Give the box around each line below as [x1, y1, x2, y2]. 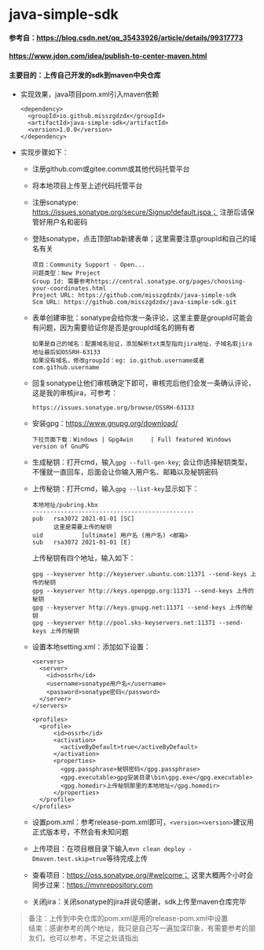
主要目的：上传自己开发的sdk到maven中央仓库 [9, 70, 161, 79]
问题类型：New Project [31, 269, 101, 277]
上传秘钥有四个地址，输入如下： [31, 552, 136, 563]
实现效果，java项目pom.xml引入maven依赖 [20, 89, 159, 99]
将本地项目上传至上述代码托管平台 [31, 181, 143, 190]
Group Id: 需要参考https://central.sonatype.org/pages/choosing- [31, 277, 246, 285]
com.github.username [31, 363, 100, 371]
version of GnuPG [31, 442, 90, 450]
